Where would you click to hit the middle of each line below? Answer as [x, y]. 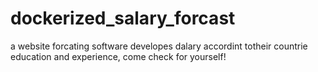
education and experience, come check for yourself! [118, 56]
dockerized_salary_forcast [123, 18]
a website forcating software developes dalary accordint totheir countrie [159, 46]
